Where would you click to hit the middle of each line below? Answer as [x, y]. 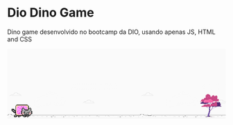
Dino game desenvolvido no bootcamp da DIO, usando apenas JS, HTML [112, 32]
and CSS [20, 39]
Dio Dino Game [51, 13]
